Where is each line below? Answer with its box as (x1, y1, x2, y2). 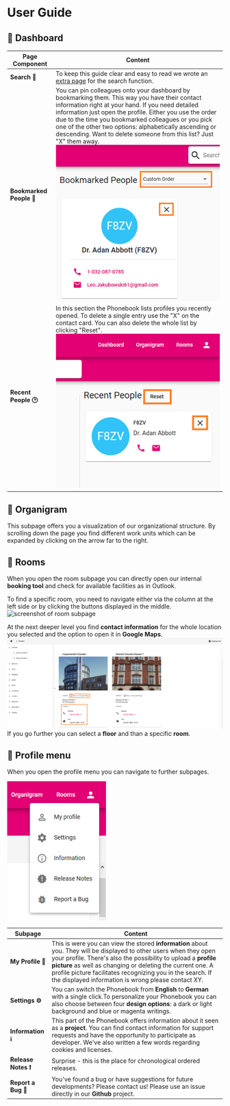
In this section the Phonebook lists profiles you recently (55, 304, 212, 312)
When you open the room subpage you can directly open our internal (7, 574, 202, 583)
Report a (10, 1079, 36, 1087)
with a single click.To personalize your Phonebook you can (51, 992, 217, 1001)
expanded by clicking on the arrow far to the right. (7, 537, 149, 545)
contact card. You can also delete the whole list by (55, 319, 197, 327)
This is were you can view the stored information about (51, 939, 208, 947)
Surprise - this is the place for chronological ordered (51, 1057, 201, 1065)
